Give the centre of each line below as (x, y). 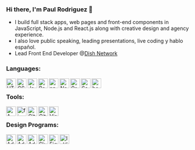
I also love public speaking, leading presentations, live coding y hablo (99, 41)
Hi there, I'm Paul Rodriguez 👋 (49, 9)
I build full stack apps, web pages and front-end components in (92, 22)
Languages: (24, 69)
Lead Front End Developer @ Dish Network (66, 54)
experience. (29, 35)
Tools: (15, 96)
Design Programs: (32, 125)
